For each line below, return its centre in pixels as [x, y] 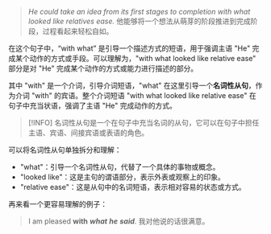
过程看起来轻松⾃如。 [78, 31]
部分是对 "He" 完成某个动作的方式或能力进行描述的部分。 [103, 68]
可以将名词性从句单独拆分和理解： [65, 150]
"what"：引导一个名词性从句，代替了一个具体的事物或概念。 [120, 167]
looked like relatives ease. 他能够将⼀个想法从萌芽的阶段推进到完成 [140, 21]
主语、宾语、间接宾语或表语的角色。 [88, 133]
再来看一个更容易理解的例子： [58, 204]
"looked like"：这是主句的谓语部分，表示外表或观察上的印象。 [123, 177]
